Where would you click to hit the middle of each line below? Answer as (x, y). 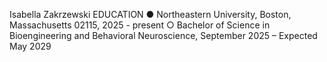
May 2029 (30, 46)
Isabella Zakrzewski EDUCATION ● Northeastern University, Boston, (150, 14)
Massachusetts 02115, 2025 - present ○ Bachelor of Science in (140, 25)
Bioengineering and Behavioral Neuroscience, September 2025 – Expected (163, 35)
